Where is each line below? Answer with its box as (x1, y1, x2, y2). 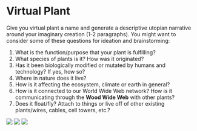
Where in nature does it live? (15, 74, 87, 81)
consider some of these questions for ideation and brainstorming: (6, 37, 170, 44)
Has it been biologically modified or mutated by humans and (15, 62, 165, 69)
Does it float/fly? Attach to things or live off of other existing (15, 100, 165, 107)
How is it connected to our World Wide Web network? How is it (15, 87, 173, 94)
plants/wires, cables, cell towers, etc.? (15, 106, 110, 113)
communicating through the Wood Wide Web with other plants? (15, 94, 175, 101)
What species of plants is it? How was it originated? (15, 55, 144, 62)
